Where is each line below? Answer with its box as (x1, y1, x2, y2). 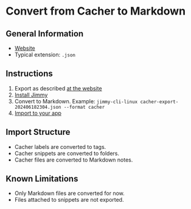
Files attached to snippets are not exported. (14, 196, 124, 204)
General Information (5, 29, 84, 39)
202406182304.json (14, 104, 61, 110)
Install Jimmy (14, 91, 48, 98)
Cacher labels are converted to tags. (14, 143, 106, 150)
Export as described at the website (14, 84, 102, 92)
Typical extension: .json (14, 51, 75, 58)
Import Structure (5, 127, 71, 137)
